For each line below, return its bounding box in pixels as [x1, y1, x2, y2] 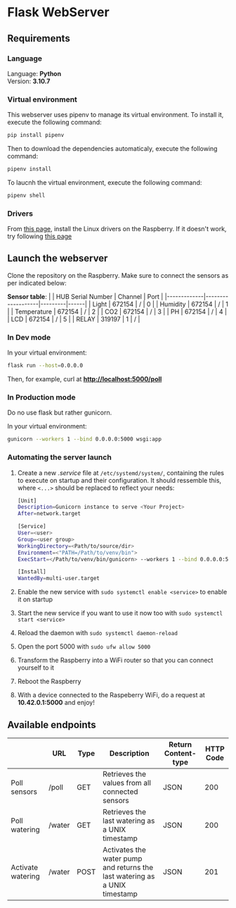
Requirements [7, 32, 70, 44]
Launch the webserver [7, 252, 108, 264]
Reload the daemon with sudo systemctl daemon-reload [17, 629, 178, 637]
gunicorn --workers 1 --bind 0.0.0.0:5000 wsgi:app [7, 436, 162, 443]
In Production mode [7, 393, 76, 402]
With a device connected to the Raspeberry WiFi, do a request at [17, 691, 205, 699]
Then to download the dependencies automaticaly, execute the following [7, 145, 218, 153]
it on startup [17, 595, 53, 603]
